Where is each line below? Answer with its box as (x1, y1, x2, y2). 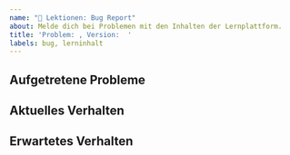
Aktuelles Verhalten (9, 103, 125, 119)
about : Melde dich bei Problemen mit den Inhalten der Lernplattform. (9, 22, 283, 31)
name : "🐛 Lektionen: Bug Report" (9, 13, 136, 23)
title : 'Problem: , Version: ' (9, 30, 132, 39)
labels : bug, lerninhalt (9, 38, 104, 48)
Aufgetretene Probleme (9, 72, 145, 87)
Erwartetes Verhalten (9, 133, 134, 150)
